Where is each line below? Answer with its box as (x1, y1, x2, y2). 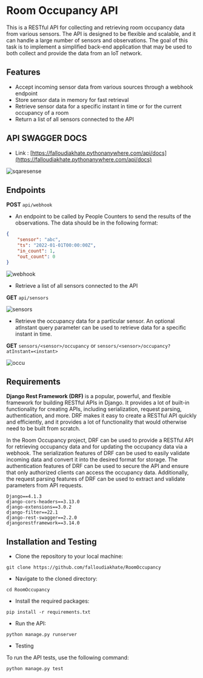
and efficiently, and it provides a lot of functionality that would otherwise (6, 418, 187, 425)
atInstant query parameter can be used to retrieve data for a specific (15, 324, 187, 331)
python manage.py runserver (6, 632, 78, 638)
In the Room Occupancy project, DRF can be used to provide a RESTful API (6, 436, 194, 444)
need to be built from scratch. (6, 425, 81, 432)
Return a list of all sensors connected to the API (15, 115, 135, 123)
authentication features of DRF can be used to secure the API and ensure (6, 463, 189, 470)
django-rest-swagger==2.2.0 (6, 515, 78, 521)
